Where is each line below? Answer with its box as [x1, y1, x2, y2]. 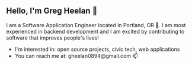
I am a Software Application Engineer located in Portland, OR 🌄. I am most [6, 21, 186, 28]
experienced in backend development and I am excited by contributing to [6, 28, 185, 35]
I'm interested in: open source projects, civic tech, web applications [14, 45, 180, 53]
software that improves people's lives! [6, 34, 99, 41]
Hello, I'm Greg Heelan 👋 [6, 6, 98, 16]
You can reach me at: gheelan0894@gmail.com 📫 [14, 52, 138, 59]
